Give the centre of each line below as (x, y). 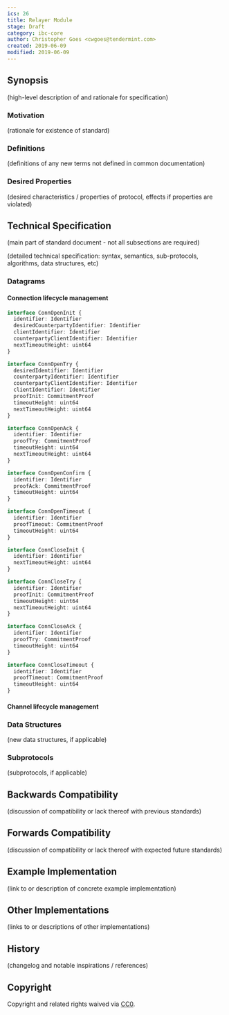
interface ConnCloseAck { (44, 627)
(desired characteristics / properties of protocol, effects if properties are (110, 197)
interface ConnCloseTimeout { (51, 665)
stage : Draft (26, 26)
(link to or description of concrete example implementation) (92, 888)
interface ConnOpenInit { (44, 313)
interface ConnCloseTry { (44, 582)
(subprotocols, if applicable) (47, 773)
